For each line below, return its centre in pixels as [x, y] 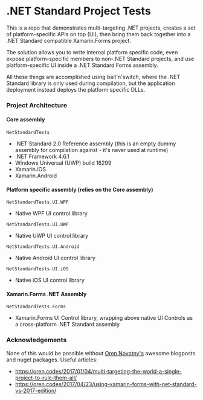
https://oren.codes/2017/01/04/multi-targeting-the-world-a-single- [98, 371]
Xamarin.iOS [31, 170]
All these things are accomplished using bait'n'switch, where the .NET [93, 77]
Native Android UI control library [55, 258]
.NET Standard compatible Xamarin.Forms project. [69, 40]
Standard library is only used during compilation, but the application [91, 83]
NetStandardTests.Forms [36, 307]
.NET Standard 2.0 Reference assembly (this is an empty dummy [95, 144]
